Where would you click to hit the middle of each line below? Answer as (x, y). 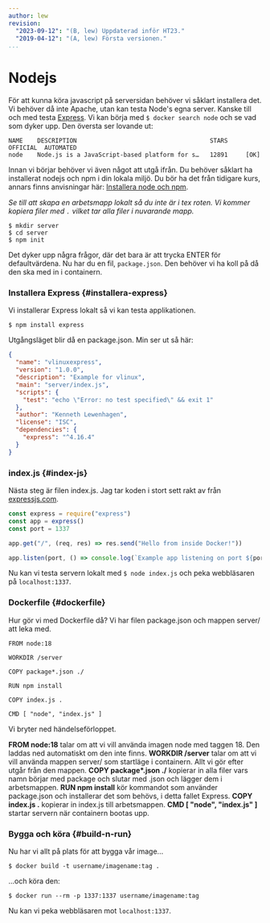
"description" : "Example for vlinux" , (81, 378)
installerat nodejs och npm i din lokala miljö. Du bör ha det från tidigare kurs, (135, 179)
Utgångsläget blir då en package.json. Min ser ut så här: (101, 340)
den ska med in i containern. (55, 272)
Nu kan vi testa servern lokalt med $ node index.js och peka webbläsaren (131, 573)
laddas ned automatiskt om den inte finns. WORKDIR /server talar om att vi (133, 753)
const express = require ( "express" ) (70, 514)
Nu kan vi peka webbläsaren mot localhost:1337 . (90, 911)
